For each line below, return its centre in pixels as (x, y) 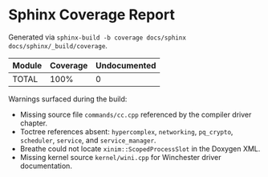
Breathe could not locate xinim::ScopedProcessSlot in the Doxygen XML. (140, 148)
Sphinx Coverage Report (91, 15)
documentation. (46, 166)
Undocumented (126, 65)
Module (27, 65)
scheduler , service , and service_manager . (88, 140)
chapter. (34, 123)
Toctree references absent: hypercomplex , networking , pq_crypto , (126, 131)
